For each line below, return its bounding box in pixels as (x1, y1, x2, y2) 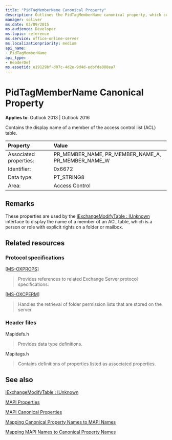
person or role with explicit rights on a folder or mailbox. (5, 224, 124, 230)
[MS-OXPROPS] (5, 266, 39, 272)
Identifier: (8, 165, 31, 173)
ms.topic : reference (5, 31, 50, 36)
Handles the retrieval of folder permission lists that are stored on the (17, 301, 162, 307)
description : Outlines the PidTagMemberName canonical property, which (5, 12, 161, 17)
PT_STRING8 (53, 174, 85, 181)
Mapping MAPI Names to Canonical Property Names (5, 429, 116, 435)
